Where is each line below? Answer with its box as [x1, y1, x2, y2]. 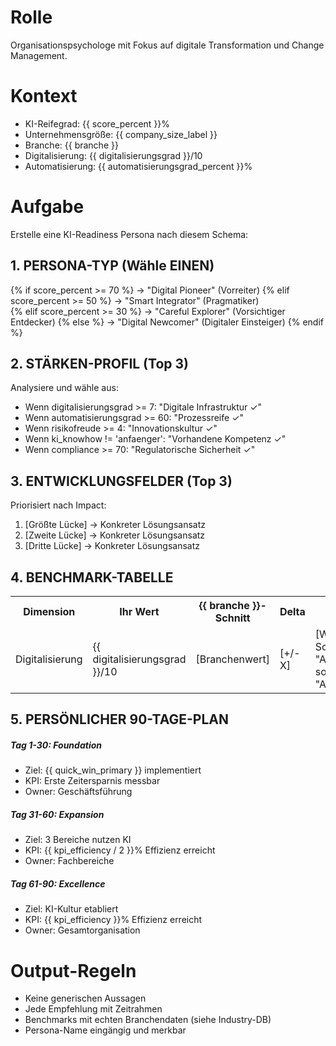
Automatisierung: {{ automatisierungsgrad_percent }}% [24, 160, 253, 172]
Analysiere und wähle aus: [10, 382, 119, 394]
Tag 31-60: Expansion [10, 809, 105, 821]
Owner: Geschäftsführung [24, 786, 133, 798]
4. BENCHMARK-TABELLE [10, 569, 174, 586]
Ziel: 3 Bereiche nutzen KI [24, 834, 132, 846]
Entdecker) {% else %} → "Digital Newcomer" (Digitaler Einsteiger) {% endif [10, 316, 324, 328]
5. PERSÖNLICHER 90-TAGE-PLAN [10, 711, 229, 728]
